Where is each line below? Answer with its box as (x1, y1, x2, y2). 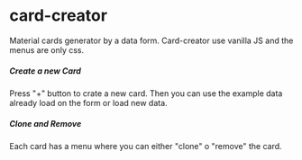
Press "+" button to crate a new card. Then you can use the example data (9, 87, 283, 99)
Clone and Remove (9, 118, 82, 129)
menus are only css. (9, 44, 85, 55)
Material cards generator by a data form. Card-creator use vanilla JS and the (9, 35, 294, 46)
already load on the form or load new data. (9, 97, 169, 108)
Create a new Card (9, 65, 81, 76)
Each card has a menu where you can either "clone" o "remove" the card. (9, 140, 282, 151)
